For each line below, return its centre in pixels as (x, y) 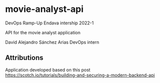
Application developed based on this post (48, 70)
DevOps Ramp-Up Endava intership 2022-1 (49, 23)
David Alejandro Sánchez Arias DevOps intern (52, 42)
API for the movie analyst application (43, 32)
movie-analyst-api (44, 9)
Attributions (24, 58)
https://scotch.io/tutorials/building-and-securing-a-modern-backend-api (80, 75)
